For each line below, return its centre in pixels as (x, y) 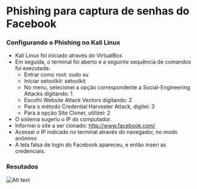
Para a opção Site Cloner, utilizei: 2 (67, 113)
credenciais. (30, 151)
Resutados (22, 167)
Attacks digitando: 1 (48, 94)
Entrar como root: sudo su (56, 75)
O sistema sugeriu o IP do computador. (63, 119)
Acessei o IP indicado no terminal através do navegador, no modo (96, 132)
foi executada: (32, 68)
